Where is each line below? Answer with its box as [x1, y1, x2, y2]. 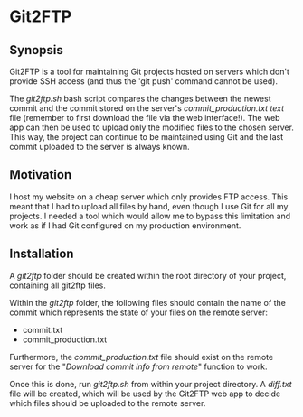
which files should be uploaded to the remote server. [9, 397, 206, 408]
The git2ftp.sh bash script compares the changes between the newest [9, 93, 271, 104]
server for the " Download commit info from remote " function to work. [9, 361, 268, 372]
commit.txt [22, 324, 63, 335]
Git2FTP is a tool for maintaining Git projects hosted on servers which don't [9, 66, 289, 77]
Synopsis [9, 42, 63, 58]
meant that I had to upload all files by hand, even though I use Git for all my [9, 200, 289, 211]
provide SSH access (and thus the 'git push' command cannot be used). [9, 76, 279, 87]
